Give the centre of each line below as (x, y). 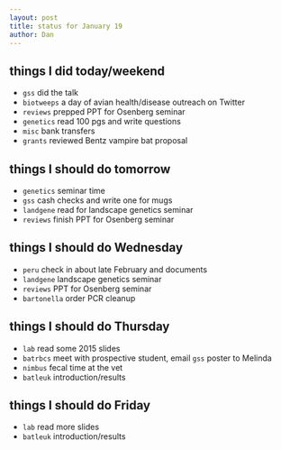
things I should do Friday (80, 405)
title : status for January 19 (66, 26)
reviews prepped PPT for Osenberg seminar (104, 112)
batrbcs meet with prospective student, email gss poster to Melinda (147, 358)
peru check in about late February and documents (115, 269)
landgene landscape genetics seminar (92, 279)
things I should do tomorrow (90, 169)
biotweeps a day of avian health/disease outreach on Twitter (134, 102)
